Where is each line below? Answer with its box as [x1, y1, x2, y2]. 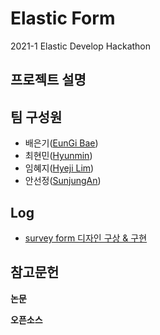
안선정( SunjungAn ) [24, 175, 102, 187]
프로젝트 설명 [10, 72, 87, 89]
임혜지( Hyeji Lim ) [24, 162, 95, 174]
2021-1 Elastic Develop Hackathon [10, 40, 152, 52]
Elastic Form [10, 7, 116, 30]
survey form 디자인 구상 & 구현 [24, 232, 148, 244]
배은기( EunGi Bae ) [24, 137, 99, 149]
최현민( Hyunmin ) [24, 150, 93, 162]
